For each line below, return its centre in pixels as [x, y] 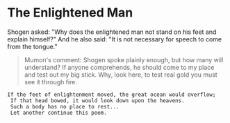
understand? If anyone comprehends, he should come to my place [119, 67]
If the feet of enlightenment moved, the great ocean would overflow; [112, 95]
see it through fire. [51, 82]
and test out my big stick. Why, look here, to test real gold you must [121, 75]
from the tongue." [32, 46]
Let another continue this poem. [59, 113]
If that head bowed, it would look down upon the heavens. [98, 101]
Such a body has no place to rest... [65, 106]
